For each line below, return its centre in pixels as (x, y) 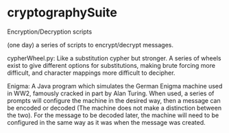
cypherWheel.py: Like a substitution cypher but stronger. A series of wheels (114, 58)
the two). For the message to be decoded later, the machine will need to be (113, 115)
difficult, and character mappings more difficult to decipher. (91, 73)
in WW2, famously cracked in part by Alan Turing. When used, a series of (111, 93)
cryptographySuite (62, 13)
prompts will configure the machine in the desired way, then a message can (114, 100)
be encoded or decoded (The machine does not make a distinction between (114, 108)
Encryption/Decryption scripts (50, 32)
